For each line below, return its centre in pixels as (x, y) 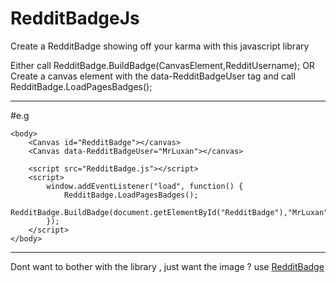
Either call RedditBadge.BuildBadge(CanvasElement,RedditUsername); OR (162, 65)
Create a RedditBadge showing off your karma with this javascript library (160, 46)
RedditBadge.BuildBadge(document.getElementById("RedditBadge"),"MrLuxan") (171, 212)
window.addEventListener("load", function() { (145, 186)
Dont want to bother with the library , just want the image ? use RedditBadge (167, 266)
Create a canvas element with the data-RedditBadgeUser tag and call (153, 76)
